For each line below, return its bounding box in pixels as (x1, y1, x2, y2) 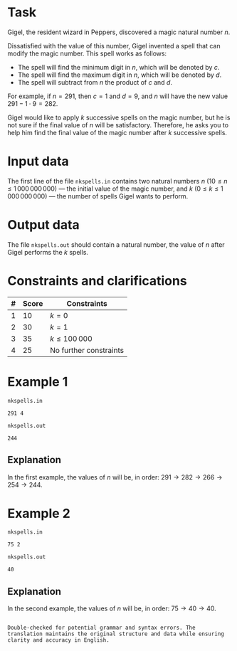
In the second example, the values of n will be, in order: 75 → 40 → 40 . (7, 604, 217, 613)
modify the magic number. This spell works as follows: (7, 49, 167, 58)
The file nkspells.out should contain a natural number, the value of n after (7, 240, 226, 249)
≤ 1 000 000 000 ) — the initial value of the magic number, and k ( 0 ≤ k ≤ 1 (7, 184, 223, 193)
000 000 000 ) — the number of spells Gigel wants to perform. (7, 191, 189, 200)
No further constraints (49, 345, 125, 355)
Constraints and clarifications (7, 273, 187, 289)
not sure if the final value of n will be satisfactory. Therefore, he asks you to (7, 120, 229, 129)
